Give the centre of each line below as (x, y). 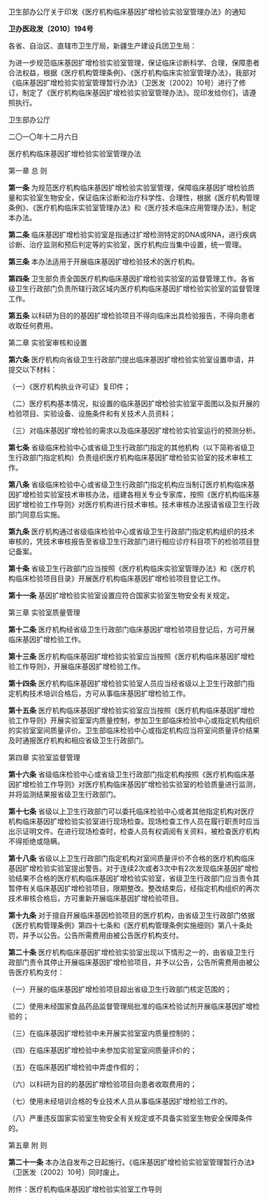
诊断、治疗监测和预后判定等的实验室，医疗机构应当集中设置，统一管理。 (127, 245)
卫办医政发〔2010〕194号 (51, 29)
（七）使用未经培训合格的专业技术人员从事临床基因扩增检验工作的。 (120, 1101)
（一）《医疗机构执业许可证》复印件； (69, 387)
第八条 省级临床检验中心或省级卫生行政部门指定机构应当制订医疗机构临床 (128, 485)
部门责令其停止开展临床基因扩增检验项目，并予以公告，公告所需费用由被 (134, 962)
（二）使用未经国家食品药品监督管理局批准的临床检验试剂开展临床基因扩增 (130, 1006)
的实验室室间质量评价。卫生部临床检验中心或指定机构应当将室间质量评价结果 (134, 730)
